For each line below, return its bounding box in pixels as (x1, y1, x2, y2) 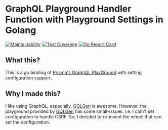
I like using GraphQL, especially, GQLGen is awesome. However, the (5, 103, 147, 109)
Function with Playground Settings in (5, 14, 163, 25)
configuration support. (5, 74, 52, 81)
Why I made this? (5, 90, 61, 98)
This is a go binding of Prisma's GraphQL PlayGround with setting (5, 69, 142, 75)
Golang (5, 25, 36, 36)
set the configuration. (5, 119, 50, 125)
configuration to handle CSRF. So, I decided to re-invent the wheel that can (5, 113, 162, 119)
